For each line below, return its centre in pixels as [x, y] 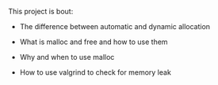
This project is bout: [41, 11]
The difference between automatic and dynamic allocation [115, 26]
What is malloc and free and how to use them [94, 42]
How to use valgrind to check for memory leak [96, 72]
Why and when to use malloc [67, 57]
